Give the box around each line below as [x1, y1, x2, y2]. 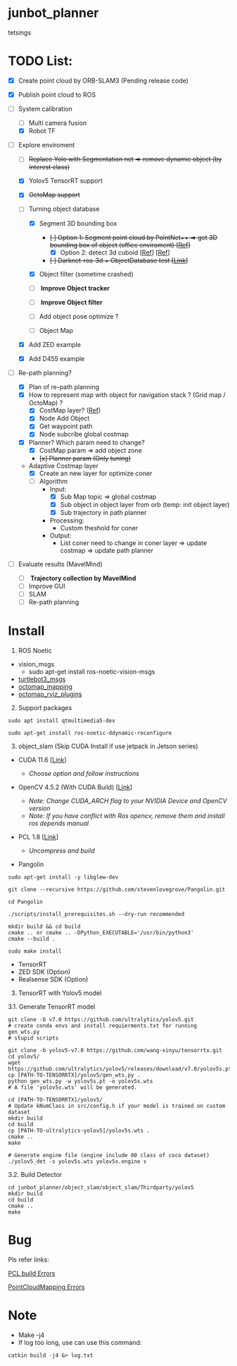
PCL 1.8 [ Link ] [18, 833, 59, 841]
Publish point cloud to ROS [18, 90, 96, 99]
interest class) [28, 163, 70, 171]
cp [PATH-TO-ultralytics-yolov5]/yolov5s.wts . [8, 1127, 150, 1135]
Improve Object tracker [40, 283, 110, 292]
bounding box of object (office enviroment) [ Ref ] [49, 240, 191, 249]
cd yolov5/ [8, 1053, 40, 1061]
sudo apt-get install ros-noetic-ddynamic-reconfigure [8, 730, 172, 737]
